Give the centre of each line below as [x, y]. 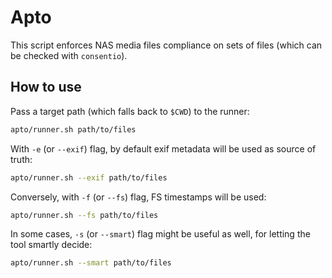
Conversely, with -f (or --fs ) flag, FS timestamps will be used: [138, 197]
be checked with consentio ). [69, 55]
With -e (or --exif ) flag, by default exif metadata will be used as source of [163, 148]
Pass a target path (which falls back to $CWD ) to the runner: [130, 111]
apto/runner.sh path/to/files [73, 129]
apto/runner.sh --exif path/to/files [89, 177]
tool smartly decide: [51, 245]
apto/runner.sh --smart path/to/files [91, 263]
